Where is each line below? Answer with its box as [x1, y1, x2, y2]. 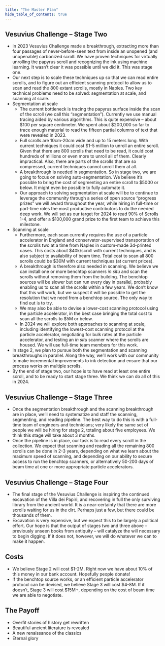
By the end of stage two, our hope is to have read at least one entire [12, 368, 151, 374]
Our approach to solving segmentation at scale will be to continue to [19, 190, 159, 196]
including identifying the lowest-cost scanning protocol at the [19, 326, 144, 332]
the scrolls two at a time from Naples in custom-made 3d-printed [19, 242, 152, 248]
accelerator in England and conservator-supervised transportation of [19, 237, 160, 243]
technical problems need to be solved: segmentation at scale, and [12, 90, 146, 96]
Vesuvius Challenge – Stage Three [5, 393, 113, 401]
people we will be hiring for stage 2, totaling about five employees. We [12, 427, 156, 433]
